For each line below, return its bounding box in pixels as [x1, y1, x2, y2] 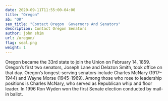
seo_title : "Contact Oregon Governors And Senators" [5, 21, 121, 27]
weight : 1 [5, 45, 26, 50]
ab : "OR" [5, 17, 24, 22]
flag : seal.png [5, 40, 37, 45]
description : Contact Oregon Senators [5, 26, 87, 31]
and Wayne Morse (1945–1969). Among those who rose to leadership [18, 75, 162, 81]
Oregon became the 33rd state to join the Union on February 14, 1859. [5, 59, 150, 65]
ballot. [10, 91, 23, 97]
